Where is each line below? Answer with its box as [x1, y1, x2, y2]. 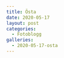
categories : [6, 25, 36, 32]
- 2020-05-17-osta [11, 43, 59, 49]
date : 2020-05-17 [6, 14, 50, 21]
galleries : [6, 37, 34, 43]
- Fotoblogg [11, 31, 42, 37]
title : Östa [6, 8, 36, 15]
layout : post [6, 20, 39, 26]
